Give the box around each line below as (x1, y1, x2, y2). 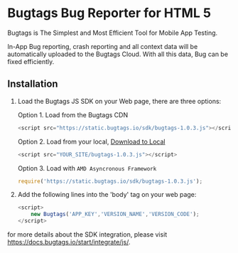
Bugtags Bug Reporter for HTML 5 (7, 5, 212, 21)
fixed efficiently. (7, 57, 55, 65)
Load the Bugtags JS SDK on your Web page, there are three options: (17, 97, 222, 105)
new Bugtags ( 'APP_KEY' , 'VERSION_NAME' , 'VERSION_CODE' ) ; (31, 211, 200, 218)
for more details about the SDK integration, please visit (7, 230, 168, 239)
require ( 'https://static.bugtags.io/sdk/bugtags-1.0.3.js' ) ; (17, 178, 203, 185)
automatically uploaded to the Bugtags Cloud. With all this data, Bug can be (7, 50, 229, 58)
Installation (7, 78, 58, 90)
